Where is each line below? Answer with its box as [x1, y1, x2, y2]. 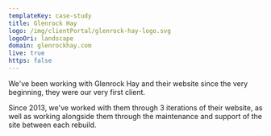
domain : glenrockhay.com [8, 42, 92, 50]
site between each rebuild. [8, 120, 97, 130]
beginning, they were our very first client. [8, 87, 146, 97]
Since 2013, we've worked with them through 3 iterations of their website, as [8, 102, 263, 113]
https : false [8, 57, 52, 65]
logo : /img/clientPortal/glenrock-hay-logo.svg [8, 27, 172, 35]
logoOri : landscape [8, 34, 74, 43]
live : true [8, 49, 45, 57]
